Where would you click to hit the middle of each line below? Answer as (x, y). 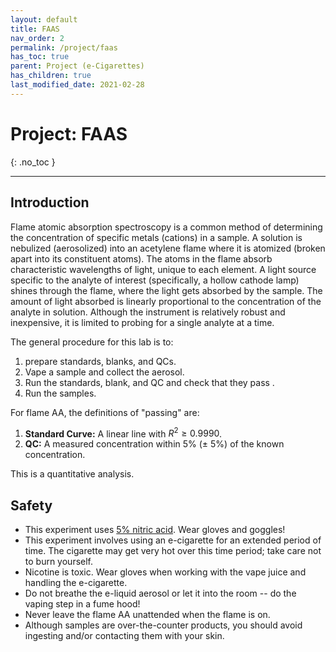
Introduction (50, 202)
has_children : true (51, 76)
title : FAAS (35, 29)
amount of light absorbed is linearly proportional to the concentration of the (166, 301)
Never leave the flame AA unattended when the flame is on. (147, 614)
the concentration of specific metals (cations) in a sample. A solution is (156, 237)
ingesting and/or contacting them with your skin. (124, 635)
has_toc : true (40, 57)
